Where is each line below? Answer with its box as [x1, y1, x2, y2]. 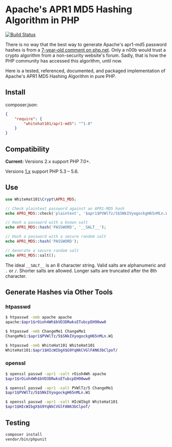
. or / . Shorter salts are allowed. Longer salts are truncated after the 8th [5, 268, 157, 274]
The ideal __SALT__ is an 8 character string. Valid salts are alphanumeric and [5, 262, 166, 268]
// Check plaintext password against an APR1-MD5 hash [5, 206, 125, 211]
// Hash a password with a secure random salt [5, 234, 106, 239]
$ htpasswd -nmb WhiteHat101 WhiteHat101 [5, 342, 95, 348]
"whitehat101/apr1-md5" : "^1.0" [24, 121, 93, 126]
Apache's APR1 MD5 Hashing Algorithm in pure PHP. [5, 73, 116, 79]
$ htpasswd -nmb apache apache [5, 315, 72, 320]
